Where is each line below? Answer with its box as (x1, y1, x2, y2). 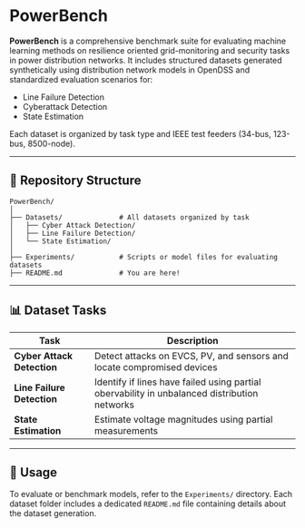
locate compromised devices (93, 360, 218, 373)
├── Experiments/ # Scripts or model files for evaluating (9, 252, 279, 261)
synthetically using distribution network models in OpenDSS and (9, 64, 251, 75)
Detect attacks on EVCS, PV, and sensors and (93, 349, 289, 362)
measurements (93, 424, 159, 436)
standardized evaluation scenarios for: (9, 73, 153, 84)
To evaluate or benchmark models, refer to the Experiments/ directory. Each (9, 489, 293, 500)
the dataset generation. (9, 508, 97, 519)
